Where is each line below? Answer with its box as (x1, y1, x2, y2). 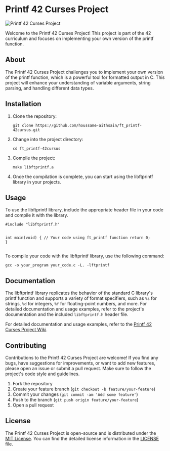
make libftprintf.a (12, 164, 54, 170)
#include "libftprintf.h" (5, 222, 60, 227)
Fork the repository (12, 381, 53, 386)
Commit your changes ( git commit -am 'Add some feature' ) (12, 391, 138, 397)
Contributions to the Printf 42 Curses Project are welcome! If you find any (5, 355, 158, 360)
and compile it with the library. (5, 212, 68, 218)
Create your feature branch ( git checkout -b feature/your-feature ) (12, 386, 156, 392)
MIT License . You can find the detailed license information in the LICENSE (5, 435, 159, 441)
